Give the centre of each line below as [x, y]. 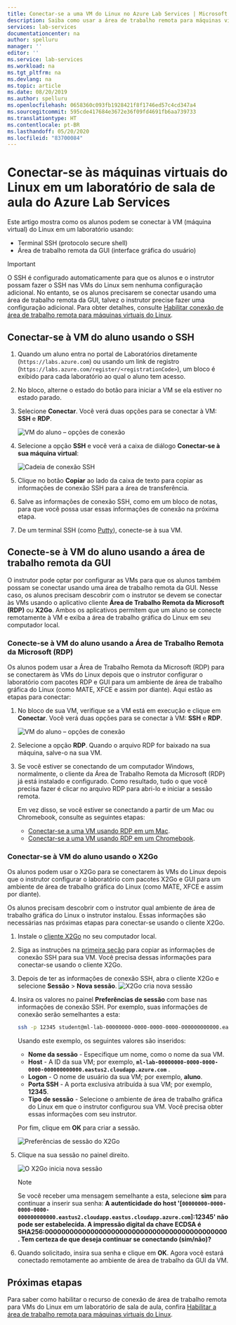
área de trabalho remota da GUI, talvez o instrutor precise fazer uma [106, 300]
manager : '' [25, 46]
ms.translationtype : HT [42, 118]
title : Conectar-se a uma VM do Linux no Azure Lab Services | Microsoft [118, 14]
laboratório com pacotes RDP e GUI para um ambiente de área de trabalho [115, 682]
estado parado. [39, 397]
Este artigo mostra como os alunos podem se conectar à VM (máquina [110, 222]
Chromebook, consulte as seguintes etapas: [81, 817]
